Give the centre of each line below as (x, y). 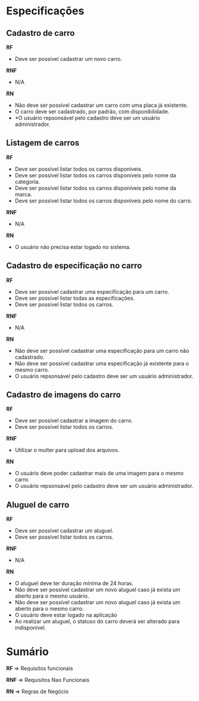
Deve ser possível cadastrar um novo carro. (68, 59)
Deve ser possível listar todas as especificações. (75, 298)
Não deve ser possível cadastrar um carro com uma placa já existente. (101, 105)
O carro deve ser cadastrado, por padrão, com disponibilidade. (92, 111)
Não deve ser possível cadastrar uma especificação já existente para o (102, 363)
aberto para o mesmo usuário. (52, 596)
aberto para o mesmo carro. (49, 609)
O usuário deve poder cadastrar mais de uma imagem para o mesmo (99, 474)
